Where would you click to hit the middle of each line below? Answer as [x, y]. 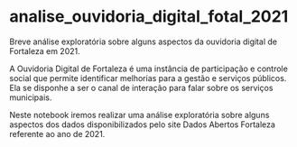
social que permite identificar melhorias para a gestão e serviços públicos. [148, 78]
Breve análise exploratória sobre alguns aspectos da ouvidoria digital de [144, 41]
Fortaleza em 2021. [45, 51]
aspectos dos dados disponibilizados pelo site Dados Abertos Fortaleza [142, 124]
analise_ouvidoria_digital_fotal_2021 [149, 17]
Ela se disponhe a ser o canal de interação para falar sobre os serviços [141, 87]
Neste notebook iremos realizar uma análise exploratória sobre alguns [139, 115]
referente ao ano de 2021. [57, 133]
